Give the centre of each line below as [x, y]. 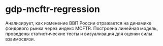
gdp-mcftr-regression [53, 9]
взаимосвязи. [20, 39]
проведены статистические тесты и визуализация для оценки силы [79, 33]
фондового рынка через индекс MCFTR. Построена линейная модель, [82, 28]
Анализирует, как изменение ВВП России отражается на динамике [78, 23]
